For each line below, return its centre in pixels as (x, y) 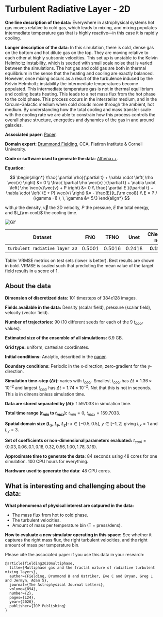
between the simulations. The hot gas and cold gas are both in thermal (76, 68)
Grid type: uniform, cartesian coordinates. (47, 347)
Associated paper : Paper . (31, 134)
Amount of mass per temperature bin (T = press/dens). (67, 525)
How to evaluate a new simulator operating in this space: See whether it (78, 535)
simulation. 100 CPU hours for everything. (47, 461)
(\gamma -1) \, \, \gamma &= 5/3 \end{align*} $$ (81, 198)
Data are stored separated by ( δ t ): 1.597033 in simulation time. (68, 403)
